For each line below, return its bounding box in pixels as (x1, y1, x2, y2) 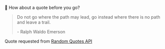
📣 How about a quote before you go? (4, 5, 80, 10)
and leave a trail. (16, 20, 51, 25)
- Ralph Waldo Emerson (16, 29, 66, 34)
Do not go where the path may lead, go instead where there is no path (16, 14, 161, 20)
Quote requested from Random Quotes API (4, 38, 92, 44)
